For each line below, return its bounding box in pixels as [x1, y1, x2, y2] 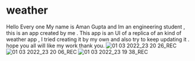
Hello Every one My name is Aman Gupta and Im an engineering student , [6, 23, 186, 30]
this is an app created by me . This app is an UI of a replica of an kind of [6, 29, 182, 36]
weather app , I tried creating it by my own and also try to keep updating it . [6, 36, 190, 43]
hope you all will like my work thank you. [6, 42, 105, 49]
